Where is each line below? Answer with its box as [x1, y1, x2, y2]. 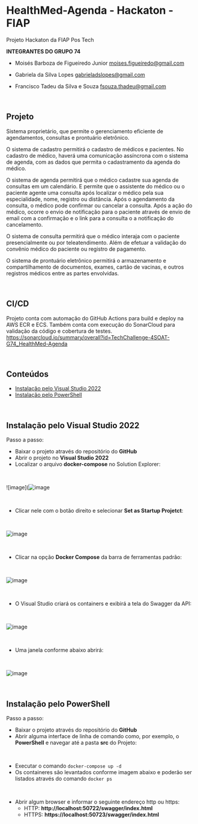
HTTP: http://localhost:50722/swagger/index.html [23, 805, 153, 811]
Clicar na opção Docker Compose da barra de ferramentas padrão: [14, 554, 182, 561]
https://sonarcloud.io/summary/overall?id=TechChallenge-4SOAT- [6, 333, 170, 341]
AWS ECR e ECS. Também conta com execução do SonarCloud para [6, 321, 175, 328]
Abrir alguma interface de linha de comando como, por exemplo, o [14, 733, 179, 739]
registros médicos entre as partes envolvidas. [6, 269, 119, 276]
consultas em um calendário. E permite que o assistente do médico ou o [6, 182, 185, 190]
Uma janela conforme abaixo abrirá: [14, 646, 104, 654]
